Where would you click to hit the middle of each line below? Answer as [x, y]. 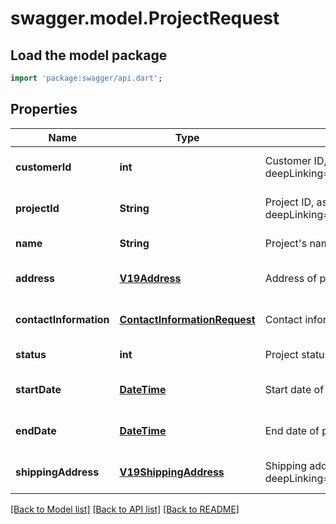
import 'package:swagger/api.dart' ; [86, 78]
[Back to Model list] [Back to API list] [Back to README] [125, 509]
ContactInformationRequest [187, 319]
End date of [292, 430]
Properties [44, 109]
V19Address [150, 278]
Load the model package [89, 55]
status [31, 354]
